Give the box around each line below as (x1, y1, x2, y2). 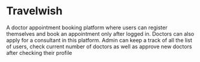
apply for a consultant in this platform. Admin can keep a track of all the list (6, 36, 193, 44)
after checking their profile (6, 49, 72, 56)
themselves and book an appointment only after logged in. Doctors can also (6, 30, 195, 37)
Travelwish (6, 4, 63, 18)
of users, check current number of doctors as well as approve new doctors (6, 43, 192, 50)
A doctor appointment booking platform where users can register (6, 24, 167, 31)
